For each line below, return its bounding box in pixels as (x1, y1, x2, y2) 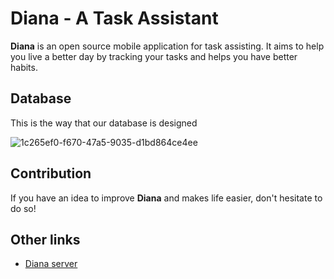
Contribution (10, 165, 92, 182)
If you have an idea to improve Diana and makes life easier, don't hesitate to (10, 192, 323, 204)
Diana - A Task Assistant (10, 7, 219, 30)
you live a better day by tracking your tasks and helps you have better (10, 50, 298, 62)
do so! (10, 202, 37, 214)
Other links (10, 231, 81, 248)
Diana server (24, 258, 78, 270)
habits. (10, 61, 38, 73)
